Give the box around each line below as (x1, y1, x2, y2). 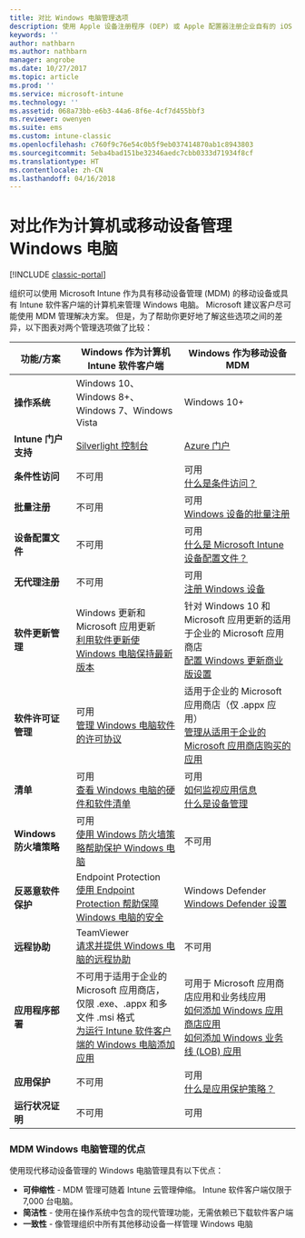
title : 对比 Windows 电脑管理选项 (9, 13, 129, 23)
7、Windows (117, 404, 173, 417)
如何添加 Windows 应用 (184, 1004, 284, 1017)
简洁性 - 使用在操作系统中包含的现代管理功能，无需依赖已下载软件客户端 (22, 1207, 294, 1218)
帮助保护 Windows (84, 842, 164, 854)
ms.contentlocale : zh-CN (9, 165, 103, 175)
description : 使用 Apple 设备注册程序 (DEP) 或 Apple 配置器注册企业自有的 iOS (9, 22, 292, 31)
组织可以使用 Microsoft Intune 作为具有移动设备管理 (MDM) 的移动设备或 (9, 288, 281, 299)
